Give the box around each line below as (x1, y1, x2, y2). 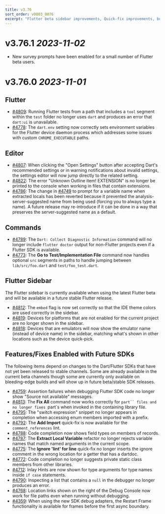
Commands (5, 223, 42, 231)
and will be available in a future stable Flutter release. (5, 295, 113, 301)
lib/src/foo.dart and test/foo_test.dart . (12, 262, 99, 268)
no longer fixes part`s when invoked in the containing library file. (12, 404, 146, 410)
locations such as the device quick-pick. (12, 336, 94, 342)
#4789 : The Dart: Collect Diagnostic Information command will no (12, 236, 152, 242)
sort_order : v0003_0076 (5, 12, 54, 17)
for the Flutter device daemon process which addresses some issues (12, 130, 152, 136)
